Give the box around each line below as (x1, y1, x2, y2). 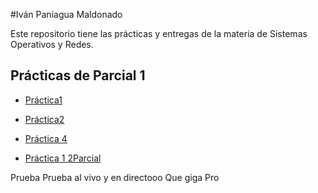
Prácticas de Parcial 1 (10, 67, 146, 84)
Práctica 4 (24, 132, 68, 144)
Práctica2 (24, 113, 65, 125)
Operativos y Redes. (10, 39, 94, 50)
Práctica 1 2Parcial (24, 152, 102, 164)
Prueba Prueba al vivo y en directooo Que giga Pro (10, 171, 220, 183)
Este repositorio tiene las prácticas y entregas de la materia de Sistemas (10, 28, 308, 39)
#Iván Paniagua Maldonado (10, 9, 123, 20)
